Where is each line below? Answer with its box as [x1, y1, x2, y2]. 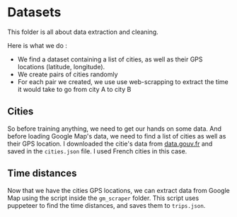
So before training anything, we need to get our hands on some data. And [7, 124, 221, 133]
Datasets [7, 4, 62, 20]
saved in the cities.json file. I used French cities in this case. [7, 146, 187, 156]
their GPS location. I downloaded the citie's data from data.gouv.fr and [7, 139, 213, 148]
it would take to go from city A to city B [17, 85, 132, 93]
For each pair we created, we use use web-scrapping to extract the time [17, 77, 229, 86]
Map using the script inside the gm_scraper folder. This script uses [7, 194, 200, 202]
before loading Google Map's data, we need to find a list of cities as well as [7, 131, 226, 140]
